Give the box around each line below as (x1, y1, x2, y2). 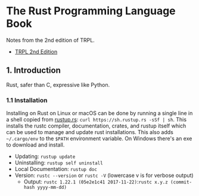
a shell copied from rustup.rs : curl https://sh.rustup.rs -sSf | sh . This (6, 116, 186, 123)
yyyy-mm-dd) (37, 185, 67, 191)
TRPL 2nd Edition (14, 48, 58, 55)
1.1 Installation (6, 96, 48, 104)
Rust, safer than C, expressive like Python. (6, 81, 110, 88)
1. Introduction (6, 66, 61, 76)
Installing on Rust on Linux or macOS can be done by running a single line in (6, 110, 193, 117)
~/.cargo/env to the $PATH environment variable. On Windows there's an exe (6, 135, 192, 142)
